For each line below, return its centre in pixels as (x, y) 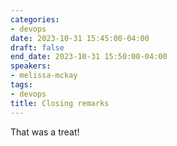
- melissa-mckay (44, 76)
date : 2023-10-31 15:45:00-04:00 (80, 38)
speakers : (31, 66)
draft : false (37, 47)
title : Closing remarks (60, 103)
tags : (21, 85)
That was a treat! (45, 132)
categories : (35, 19)
